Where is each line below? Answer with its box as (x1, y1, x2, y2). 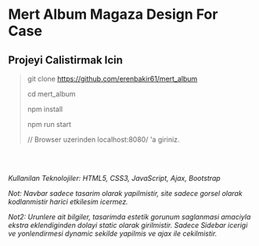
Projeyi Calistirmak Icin (8, 53, 124, 67)
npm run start (27, 120, 72, 128)
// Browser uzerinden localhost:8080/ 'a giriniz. (27, 135, 180, 144)
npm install (27, 104, 63, 114)
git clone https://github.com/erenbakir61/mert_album (27, 74, 198, 83)
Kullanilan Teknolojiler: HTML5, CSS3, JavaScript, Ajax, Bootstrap (8, 174, 221, 183)
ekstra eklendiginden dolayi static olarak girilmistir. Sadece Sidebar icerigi (8, 221, 248, 230)
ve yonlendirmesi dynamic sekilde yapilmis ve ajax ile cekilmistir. (8, 229, 218, 238)
